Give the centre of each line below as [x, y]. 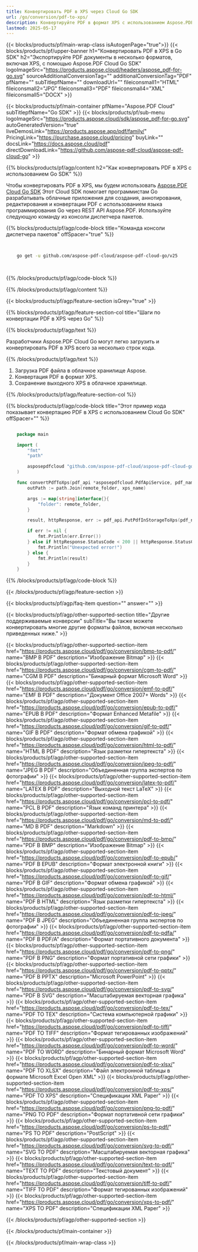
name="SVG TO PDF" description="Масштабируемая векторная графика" [98, 1152]
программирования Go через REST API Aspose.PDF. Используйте [89, 210]
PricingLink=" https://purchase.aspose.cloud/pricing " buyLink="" [85, 138]
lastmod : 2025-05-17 [32, 28]
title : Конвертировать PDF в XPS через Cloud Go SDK [72, 11]
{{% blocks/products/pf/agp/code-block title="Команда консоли [85, 228]
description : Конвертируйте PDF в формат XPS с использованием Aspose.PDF [100, 22]
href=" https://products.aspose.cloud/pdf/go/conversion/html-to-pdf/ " [91, 745]
